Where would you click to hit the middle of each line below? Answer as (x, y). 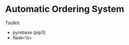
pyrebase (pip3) (29, 32)
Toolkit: (13, 23)
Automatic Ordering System (65, 9)
